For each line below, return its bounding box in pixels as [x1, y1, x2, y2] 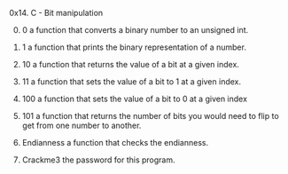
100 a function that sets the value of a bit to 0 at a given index [21, 93, 248, 104]
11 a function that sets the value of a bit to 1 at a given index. [21, 76, 242, 87]
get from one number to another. [21, 120, 142, 130]
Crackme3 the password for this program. [21, 154, 175, 165]
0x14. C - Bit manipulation [9, 8, 104, 18]
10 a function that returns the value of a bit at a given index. [21, 59, 239, 69]
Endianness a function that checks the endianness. [21, 138, 209, 147]
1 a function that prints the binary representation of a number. [21, 42, 246, 52]
